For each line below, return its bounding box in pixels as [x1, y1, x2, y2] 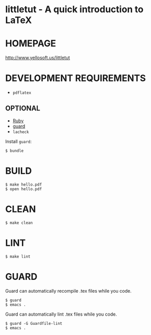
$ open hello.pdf [5, 186, 42, 192]
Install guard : [5, 138, 32, 144]
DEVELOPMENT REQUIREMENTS [5, 72, 146, 84]
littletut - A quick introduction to [5, 4, 144, 15]
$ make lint [5, 254, 31, 259]
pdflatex [12, 90, 32, 95]
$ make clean [5, 220, 33, 225]
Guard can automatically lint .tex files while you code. [5, 311, 117, 317]
